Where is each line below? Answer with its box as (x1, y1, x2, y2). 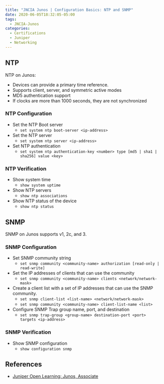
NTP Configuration (5, 110, 52, 117)
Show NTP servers (12, 187, 52, 193)
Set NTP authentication (12, 143, 61, 149)
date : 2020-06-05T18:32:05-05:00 (5, 12, 75, 17)
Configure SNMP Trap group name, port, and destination (12, 307, 130, 313)
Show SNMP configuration (12, 340, 68, 346)
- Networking (10, 40, 37, 45)
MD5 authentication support (12, 92, 71, 98)
